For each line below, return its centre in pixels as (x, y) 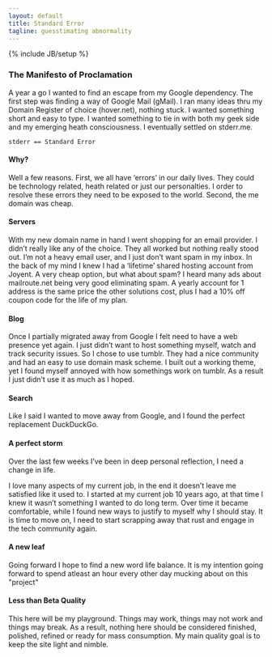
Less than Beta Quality (47, 600)
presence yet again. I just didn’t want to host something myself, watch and (132, 345)
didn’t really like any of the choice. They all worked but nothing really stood (134, 248)
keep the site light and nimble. (59, 645)
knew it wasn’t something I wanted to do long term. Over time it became (128, 502)
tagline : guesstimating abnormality (70, 31)
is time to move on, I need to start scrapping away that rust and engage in (132, 519)
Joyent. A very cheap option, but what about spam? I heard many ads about (135, 274)
